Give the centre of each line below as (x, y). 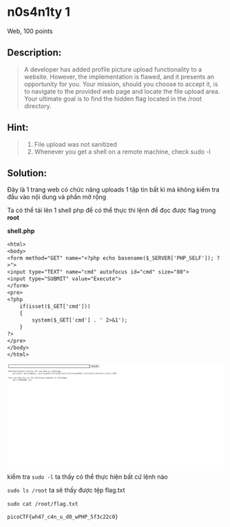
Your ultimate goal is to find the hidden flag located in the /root (113, 99)
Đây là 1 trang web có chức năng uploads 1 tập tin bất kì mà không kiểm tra (113, 189)
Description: (34, 53)
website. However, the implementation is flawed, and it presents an (119, 76)
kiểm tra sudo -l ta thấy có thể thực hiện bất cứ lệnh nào (87, 477)
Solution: (27, 173)
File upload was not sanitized (75, 144)
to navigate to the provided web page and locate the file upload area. (122, 91)
